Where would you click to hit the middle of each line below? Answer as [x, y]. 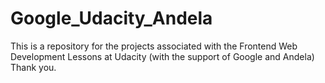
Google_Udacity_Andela [111, 18]
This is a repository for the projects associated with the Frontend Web [154, 46]
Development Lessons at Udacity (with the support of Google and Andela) [162, 56]
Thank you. [33, 67]
